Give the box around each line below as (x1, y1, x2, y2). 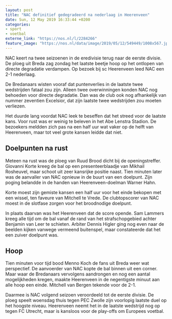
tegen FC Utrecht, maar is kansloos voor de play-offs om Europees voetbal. (5, 308, 165, 314)
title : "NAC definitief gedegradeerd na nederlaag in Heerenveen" (5, 12, 150, 17)
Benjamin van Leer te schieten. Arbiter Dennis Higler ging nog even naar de (5, 221, 164, 227)
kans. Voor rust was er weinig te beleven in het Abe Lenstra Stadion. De (5, 118, 157, 124)
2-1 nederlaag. (5, 71, 36, 77)
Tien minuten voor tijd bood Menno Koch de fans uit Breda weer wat (5, 260, 149, 266)
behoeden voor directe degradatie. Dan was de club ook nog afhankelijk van (5, 92, 166, 98)
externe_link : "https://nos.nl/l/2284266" (5, 36, 97, 41)
